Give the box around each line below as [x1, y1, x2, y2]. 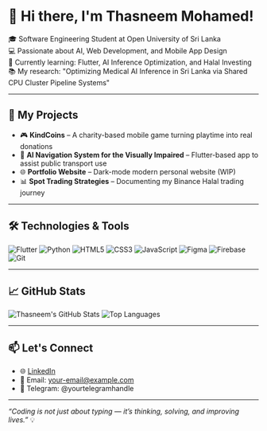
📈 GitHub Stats [8, 284, 86, 298]
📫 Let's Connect [8, 341, 94, 355]
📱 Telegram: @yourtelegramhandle [19, 384, 134, 394]
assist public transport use [19, 159, 107, 168]
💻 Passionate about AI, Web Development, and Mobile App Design [8, 45, 228, 55]
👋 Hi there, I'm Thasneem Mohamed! [8, 7, 254, 25]
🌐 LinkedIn [19, 366, 56, 376]
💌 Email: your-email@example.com [19, 375, 134, 385]
